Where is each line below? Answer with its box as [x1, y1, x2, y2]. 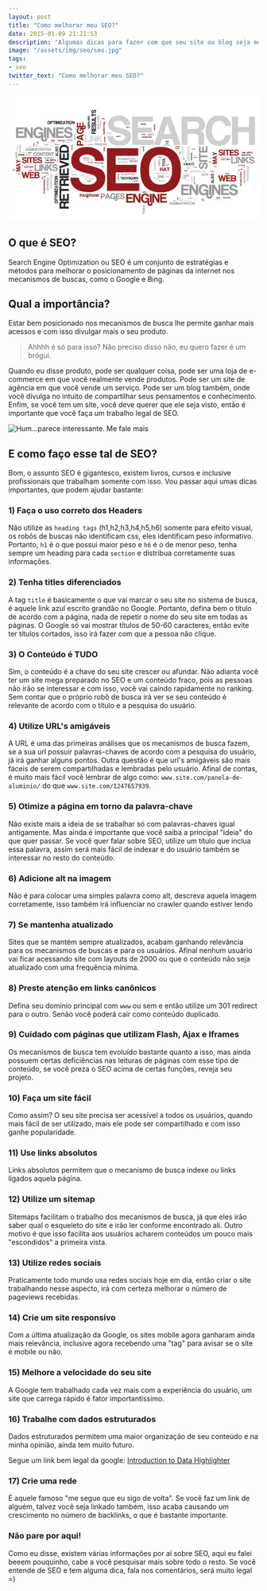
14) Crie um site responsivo [8, 1311, 116, 1323]
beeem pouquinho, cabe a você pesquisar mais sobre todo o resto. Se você [8, 1557, 257, 1566]
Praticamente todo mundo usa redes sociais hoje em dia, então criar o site [8, 1276, 252, 1285]
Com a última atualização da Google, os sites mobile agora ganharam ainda [8, 1330, 256, 1340]
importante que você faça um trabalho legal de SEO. [8, 409, 180, 418]
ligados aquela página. [8, 1174, 83, 1183]
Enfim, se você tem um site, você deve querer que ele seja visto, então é [8, 400, 246, 410]
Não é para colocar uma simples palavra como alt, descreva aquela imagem [8, 891, 257, 900]
